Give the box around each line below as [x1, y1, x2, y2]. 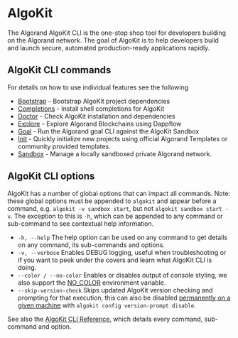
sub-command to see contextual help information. [7, 219, 154, 228]
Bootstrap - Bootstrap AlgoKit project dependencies [17, 97, 171, 105]
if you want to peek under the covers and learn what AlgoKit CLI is [17, 256, 212, 264]
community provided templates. [17, 142, 112, 151]
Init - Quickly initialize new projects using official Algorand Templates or [17, 134, 228, 143]
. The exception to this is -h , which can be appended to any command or [10, 212, 224, 220]
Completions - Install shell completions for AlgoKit [17, 104, 165, 113]
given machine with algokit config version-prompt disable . [17, 300, 197, 310]
